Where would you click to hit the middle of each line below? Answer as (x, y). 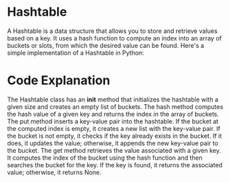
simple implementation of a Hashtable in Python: (76, 53)
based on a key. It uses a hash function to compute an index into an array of (114, 38)
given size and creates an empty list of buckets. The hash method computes (115, 106)
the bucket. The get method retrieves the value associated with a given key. (114, 150)
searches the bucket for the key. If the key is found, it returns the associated (115, 164)
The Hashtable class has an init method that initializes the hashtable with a (113, 99)
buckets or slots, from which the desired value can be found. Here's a (106, 45)
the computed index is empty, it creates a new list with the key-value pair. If (114, 128)
